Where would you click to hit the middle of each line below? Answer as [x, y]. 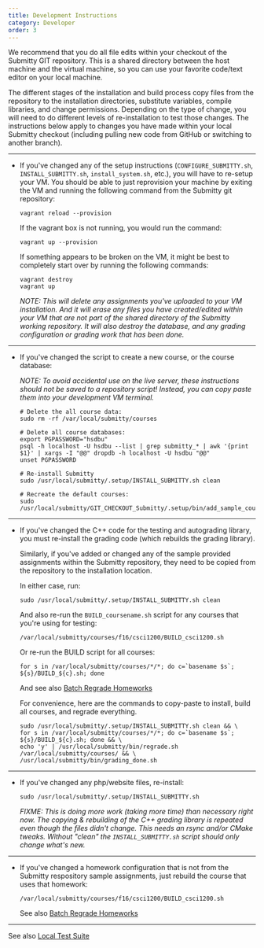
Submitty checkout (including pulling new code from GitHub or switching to [130, 135]
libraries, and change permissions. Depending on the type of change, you [127, 109]
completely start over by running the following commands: [114, 265]
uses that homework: [53, 884]
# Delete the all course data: [71, 412]
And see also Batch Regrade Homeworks [86, 688]
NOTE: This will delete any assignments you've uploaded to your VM [130, 301]
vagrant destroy [46, 280]
